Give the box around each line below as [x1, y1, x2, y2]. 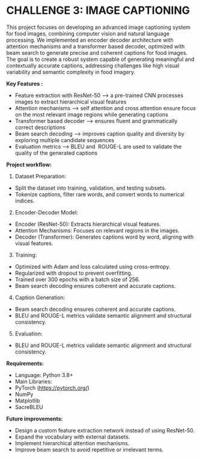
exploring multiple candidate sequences [14, 136, 115, 143]
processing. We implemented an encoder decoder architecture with [6, 36, 174, 43]
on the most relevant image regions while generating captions [14, 111, 168, 118]
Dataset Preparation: [14, 172, 66, 180]
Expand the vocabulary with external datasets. [14, 433, 130, 440]
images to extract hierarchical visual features [14, 98, 127, 105]
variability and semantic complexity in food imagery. [6, 68, 136, 75]
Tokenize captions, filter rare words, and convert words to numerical [14, 190, 185, 198]
